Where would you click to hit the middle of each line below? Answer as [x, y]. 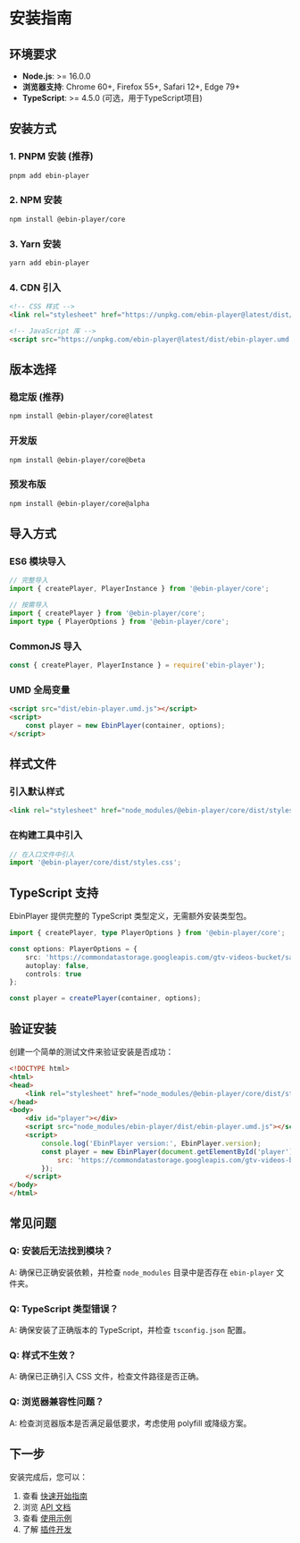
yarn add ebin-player [50, 263]
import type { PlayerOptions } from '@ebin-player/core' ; [119, 621]
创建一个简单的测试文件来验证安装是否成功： [92, 1052]
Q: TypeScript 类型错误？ [64, 1309]
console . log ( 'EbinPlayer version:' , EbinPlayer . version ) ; [151, 1143]
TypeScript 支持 [54, 893]
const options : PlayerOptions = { [74, 949]
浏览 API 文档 [46, 1507]
